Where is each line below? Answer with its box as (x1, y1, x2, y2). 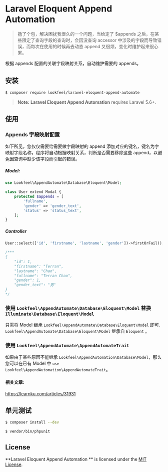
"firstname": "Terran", (14, 264, 64, 269)
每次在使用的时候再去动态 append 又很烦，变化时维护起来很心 (30, 43, 158, 49)
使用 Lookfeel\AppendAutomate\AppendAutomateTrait (5, 342, 129, 349)
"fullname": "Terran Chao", (14, 273, 72, 278)
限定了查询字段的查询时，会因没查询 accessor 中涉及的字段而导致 (21, 37, 157, 43)
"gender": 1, (14, 278, 41, 283)
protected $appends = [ (14, 194, 64, 199)
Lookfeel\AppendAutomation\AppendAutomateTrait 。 (5, 367, 111, 373)
